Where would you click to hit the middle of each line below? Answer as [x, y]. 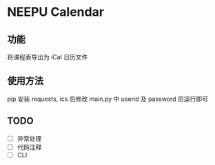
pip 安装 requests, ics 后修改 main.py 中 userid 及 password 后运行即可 [107, 99]
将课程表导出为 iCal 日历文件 [48, 57]
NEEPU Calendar [56, 12]
